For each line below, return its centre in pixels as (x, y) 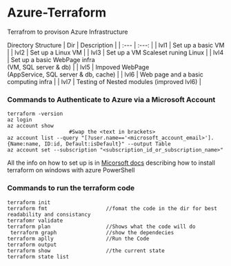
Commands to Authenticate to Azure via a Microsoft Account (111, 99)
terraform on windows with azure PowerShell (71, 170)
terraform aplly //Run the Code (78, 238)
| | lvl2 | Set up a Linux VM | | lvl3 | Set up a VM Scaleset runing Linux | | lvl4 (115, 52)
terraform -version (35, 114)
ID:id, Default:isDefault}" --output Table (107, 144)
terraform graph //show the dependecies (92, 232)
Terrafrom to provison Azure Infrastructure (68, 32)
